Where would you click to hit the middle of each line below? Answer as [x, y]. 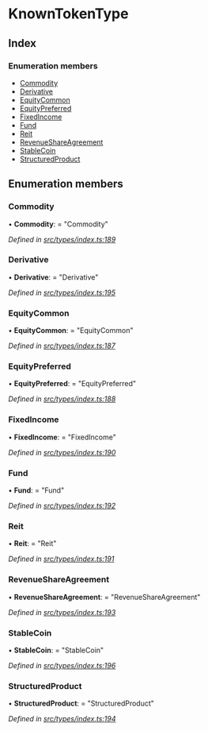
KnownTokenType [68, 14]
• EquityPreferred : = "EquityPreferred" [72, 384]
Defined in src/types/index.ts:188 [62, 399]
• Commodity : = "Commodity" [58, 224]
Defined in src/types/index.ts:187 [62, 346]
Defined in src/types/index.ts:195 [62, 292]
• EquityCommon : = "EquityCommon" [71, 331]
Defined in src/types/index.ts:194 [62, 719]
